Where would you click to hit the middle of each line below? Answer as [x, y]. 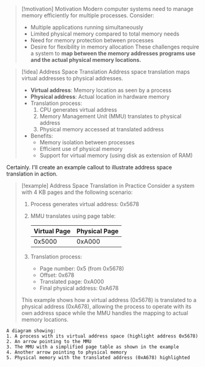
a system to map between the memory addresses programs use [113, 53]
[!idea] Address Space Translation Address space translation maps [106, 72]
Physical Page [98, 231]
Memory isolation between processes [87, 142]
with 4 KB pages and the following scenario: [77, 192]
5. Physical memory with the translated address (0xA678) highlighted [98, 358]
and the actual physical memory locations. [86, 60]
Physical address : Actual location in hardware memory [100, 97]
